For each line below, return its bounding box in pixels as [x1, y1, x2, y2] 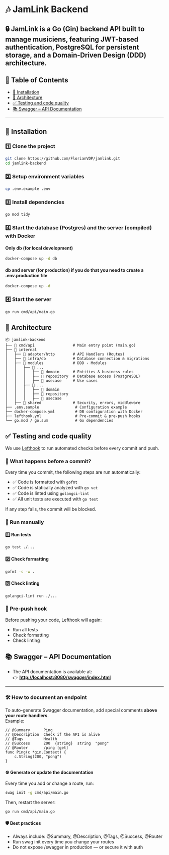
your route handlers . [5, 712, 49, 718]
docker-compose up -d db [5, 256, 57, 261]
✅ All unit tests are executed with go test [12, 496, 99, 502]
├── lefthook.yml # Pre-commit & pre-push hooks [5, 414, 141, 419]
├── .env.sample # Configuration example [5, 405, 127, 410]
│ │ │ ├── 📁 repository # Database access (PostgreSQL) [5, 374, 141, 379]
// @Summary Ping [5, 727, 53, 733]
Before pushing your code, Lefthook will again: [5, 617, 102, 623]
